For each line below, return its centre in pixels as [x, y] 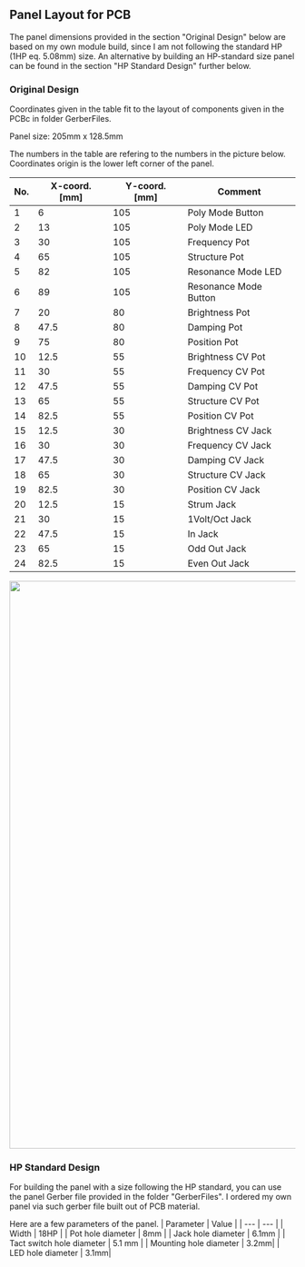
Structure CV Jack [226, 475]
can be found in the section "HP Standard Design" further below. [130, 65]
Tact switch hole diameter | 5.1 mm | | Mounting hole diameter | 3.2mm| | [144, 1243]
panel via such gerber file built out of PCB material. [105, 1206]
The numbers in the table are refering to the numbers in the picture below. [148, 154]
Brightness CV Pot [226, 357]
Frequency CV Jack [230, 446]
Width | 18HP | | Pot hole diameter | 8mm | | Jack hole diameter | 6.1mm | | [148, 1233]
